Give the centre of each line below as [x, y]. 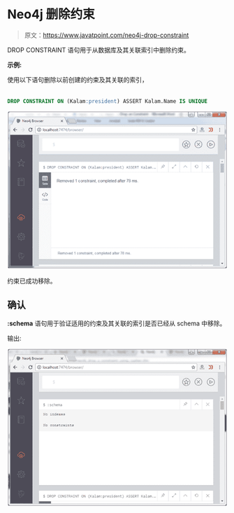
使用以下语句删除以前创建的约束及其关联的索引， [78, 79]
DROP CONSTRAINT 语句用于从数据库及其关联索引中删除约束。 [99, 50]
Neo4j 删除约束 [51, 14]
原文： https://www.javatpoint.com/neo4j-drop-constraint [107, 35]
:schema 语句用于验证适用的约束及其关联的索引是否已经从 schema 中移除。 [117, 323]
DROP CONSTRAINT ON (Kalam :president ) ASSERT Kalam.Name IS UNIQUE [108, 101]
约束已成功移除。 [32, 281]
